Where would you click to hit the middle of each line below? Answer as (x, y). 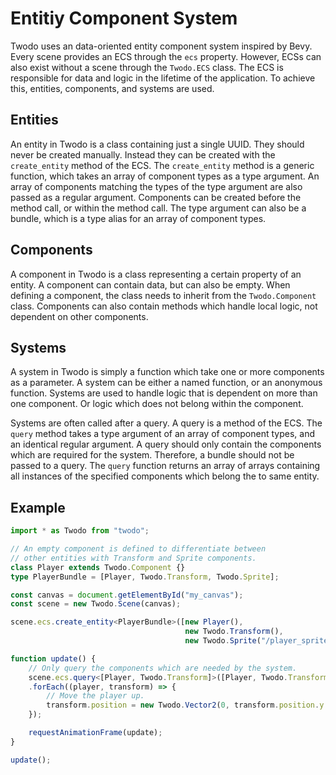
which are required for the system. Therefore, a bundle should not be (152, 455)
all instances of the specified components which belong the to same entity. (165, 476)
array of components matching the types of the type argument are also (156, 186)
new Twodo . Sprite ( (223, 641)
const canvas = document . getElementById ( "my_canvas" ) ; (127, 595)
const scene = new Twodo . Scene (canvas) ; (96, 604)
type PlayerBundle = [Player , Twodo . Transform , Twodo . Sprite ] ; (145, 577)
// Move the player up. (95, 696)
